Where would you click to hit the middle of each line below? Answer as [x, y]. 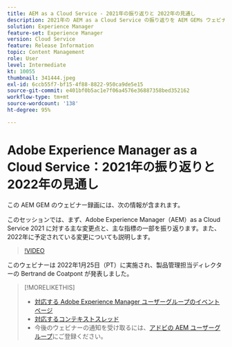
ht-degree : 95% [29, 110]
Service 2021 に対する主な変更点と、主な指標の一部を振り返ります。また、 [114, 228]
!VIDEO [34, 250]
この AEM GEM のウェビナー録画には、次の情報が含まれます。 [96, 205]
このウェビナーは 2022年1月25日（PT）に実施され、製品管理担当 [100, 265]
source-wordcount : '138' [43, 104]
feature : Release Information [51, 46]
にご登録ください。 [79, 336]
